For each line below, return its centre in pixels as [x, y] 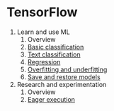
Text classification [54, 54]
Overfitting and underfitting [67, 69]
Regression [44, 62]
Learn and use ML [43, 32]
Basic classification [56, 47]
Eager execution [51, 99]
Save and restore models [64, 77]
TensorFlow [42, 12]
